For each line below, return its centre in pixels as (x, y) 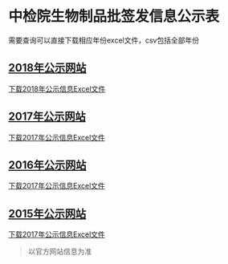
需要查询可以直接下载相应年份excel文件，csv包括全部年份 (104, 40)
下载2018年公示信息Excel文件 (57, 88)
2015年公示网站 (47, 213)
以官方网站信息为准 (60, 252)
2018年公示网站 (47, 68)
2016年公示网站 (47, 165)
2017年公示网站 (47, 117)
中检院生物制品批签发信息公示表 (114, 16)
